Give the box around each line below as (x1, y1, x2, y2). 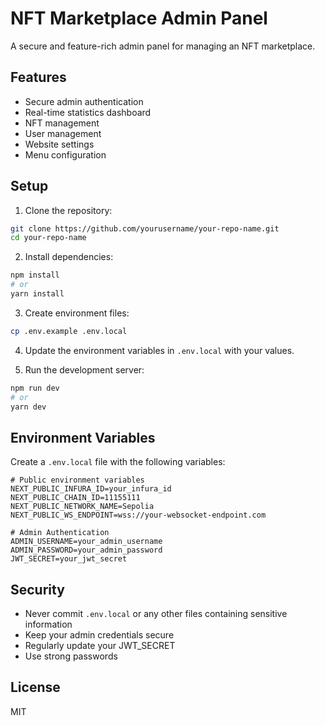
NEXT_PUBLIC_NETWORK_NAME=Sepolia (10, 502, 155, 512)
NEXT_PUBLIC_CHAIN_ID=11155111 (10, 493, 141, 503)
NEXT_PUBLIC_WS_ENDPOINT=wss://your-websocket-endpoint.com (10, 510, 267, 521)
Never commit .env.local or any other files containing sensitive (24, 608, 288, 620)
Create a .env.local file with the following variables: (10, 456, 226, 468)
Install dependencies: (24, 251, 114, 263)
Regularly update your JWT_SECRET (24, 640, 176, 652)
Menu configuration (24, 148, 107, 161)
